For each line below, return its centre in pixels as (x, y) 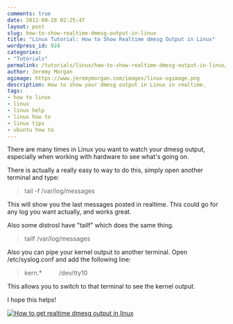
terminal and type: (33, 178)
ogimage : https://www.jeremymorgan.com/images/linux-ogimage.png (103, 78)
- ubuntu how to (31, 130)
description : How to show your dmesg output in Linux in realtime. (107, 85)
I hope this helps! (32, 300)
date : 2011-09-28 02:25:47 (46, 20)
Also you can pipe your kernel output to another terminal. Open (97, 252)
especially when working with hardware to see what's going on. (98, 157)
